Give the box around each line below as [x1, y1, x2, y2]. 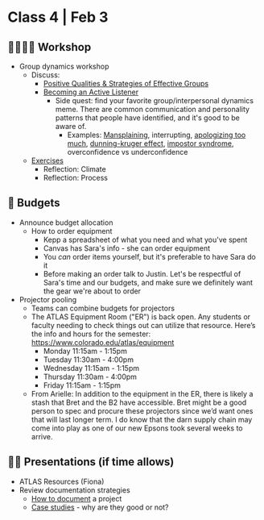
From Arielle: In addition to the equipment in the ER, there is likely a [31, 389, 254, 398]
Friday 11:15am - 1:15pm [43, 380, 122, 390]
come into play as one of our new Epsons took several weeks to [31, 423, 243, 433]
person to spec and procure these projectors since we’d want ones [31, 406, 254, 415]
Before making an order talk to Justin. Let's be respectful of [43, 268, 241, 278]
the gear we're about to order [43, 286, 142, 296]
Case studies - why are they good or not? [31, 502, 170, 512]
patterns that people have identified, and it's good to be [55, 113, 241, 123]
